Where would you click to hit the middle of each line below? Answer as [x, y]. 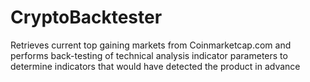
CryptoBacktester [86, 17]
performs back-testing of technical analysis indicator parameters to [149, 55]
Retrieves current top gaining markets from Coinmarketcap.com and [151, 45]
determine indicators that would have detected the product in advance [155, 66]
